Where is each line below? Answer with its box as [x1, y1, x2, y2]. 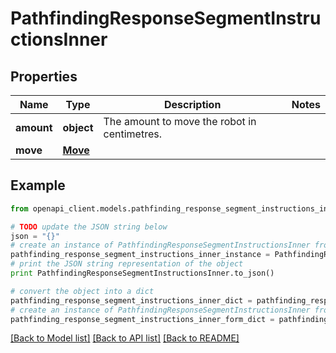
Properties [10, 68, 78, 85]
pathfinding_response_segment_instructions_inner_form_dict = [10, 314, 275, 324]
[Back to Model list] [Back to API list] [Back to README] [10, 332, 240, 344]
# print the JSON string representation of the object [10, 259, 244, 269]
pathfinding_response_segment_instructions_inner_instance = [10, 250, 271, 260]
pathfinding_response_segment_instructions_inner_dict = [10, 295, 253, 306]
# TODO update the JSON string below [10, 222, 168, 232]
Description [163, 98, 222, 111]
